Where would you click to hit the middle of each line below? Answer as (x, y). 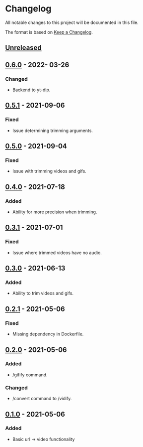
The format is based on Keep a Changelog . (49, 32)
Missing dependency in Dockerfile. (48, 334)
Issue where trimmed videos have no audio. (57, 253)
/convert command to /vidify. (42, 399)
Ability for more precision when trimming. (55, 212)
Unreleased (24, 48)
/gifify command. (30, 375)
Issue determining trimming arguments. (53, 131)
